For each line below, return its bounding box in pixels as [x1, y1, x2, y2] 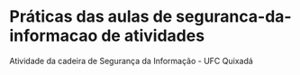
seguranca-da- [175, 6, 292, 27]
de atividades [100, 25, 205, 46]
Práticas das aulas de [9, 6, 173, 27]
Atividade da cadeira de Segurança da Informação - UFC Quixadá [9, 55, 254, 66]
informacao [9, 25, 98, 46]
